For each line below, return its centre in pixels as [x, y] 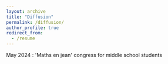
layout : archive [26, 11]
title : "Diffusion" [30, 17]
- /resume [23, 38]
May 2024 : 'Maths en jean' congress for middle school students [84, 55]
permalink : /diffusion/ [35, 22]
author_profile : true [33, 28]
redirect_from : [25, 33]
